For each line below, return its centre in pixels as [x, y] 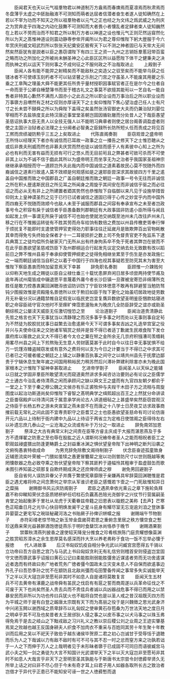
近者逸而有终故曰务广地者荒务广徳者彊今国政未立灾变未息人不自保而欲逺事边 [85, 564]
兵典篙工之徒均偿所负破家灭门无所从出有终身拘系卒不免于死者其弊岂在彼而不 [85, 241]
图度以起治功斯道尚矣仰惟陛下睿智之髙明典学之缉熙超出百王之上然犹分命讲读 [85, 393]
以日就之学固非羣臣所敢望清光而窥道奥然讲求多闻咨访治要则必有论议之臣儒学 [85, 374]
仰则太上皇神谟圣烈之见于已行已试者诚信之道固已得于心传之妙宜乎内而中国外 [85, 197]
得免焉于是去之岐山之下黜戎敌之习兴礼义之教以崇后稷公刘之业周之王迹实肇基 [85, 621]
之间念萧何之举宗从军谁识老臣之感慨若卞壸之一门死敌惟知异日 [100, 482]
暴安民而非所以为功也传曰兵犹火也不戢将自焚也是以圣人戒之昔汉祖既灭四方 [83, 596]
